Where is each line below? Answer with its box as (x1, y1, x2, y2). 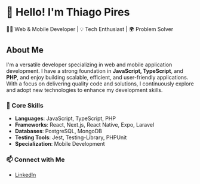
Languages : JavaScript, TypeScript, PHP (14, 115, 116, 122)
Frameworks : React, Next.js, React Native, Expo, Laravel (14, 121, 155, 128)
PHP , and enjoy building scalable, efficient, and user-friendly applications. (6, 73, 189, 81)
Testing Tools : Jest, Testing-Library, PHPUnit (14, 134, 127, 141)
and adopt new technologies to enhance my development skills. (6, 86, 163, 93)
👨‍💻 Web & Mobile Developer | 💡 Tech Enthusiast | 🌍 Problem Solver (6, 25, 174, 32)
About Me (6, 45, 44, 56)
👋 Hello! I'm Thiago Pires (6, 5, 130, 19)
